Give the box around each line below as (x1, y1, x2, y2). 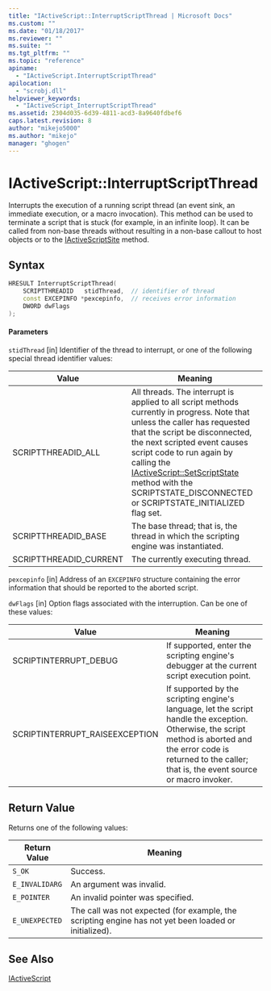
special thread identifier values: (8, 353, 113, 363)
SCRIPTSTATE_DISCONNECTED (131, 487, 253, 498)
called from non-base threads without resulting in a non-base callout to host (8, 227, 262, 236)
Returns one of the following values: (8, 822, 128, 832)
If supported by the (166, 683, 240, 694)
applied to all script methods (131, 396, 240, 407)
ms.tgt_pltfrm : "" (8, 49, 70, 57)
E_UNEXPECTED (12, 916, 63, 925)
